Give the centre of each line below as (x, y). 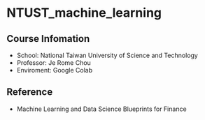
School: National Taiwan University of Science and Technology (107, 55)
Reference (30, 92)
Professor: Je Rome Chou (54, 63)
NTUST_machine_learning (84, 13)
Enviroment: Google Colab (54, 70)
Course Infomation (48, 39)
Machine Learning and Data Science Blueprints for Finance (101, 109)
